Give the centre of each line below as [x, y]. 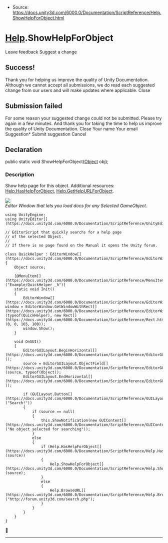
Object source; [30, 267]
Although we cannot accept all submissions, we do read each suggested [80, 85]
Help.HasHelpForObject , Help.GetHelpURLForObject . [59, 191]
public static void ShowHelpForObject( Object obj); [57, 161]
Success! [20, 68]
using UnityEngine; [25, 214]
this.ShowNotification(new [69, 420]
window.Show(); [39, 328]
